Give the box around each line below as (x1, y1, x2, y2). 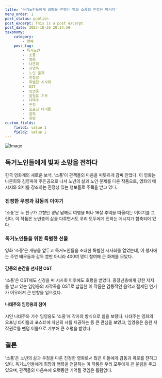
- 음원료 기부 (22, 93, 48, 98)
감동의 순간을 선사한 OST (5, 265, 52, 271)
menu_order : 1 (5, 12, 34, 17)
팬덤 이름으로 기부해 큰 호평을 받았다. (21, 325, 92, 332)
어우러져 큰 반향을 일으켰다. (10, 289, 62, 295)
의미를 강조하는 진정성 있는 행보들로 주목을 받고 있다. (17, 184, 118, 190)
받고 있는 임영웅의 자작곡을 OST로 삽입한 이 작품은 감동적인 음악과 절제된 (10, 283, 148, 289)
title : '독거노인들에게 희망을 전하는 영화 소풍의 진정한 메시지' (5, 7, 117, 12)
